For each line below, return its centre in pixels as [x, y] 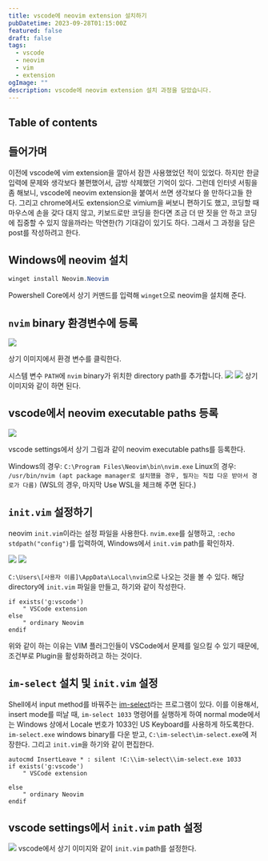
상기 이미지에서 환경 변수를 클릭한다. [65, 359]
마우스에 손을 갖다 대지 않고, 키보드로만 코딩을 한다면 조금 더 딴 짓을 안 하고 [125, 212]
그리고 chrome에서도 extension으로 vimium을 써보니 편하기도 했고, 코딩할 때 [139, 202]
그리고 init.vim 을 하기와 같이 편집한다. [93, 744]
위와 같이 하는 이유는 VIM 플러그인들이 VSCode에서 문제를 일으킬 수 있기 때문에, [134, 646]
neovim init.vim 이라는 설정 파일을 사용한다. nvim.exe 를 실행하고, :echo [122, 533]
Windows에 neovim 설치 [68, 260]
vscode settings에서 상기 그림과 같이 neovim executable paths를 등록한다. [127, 449]
